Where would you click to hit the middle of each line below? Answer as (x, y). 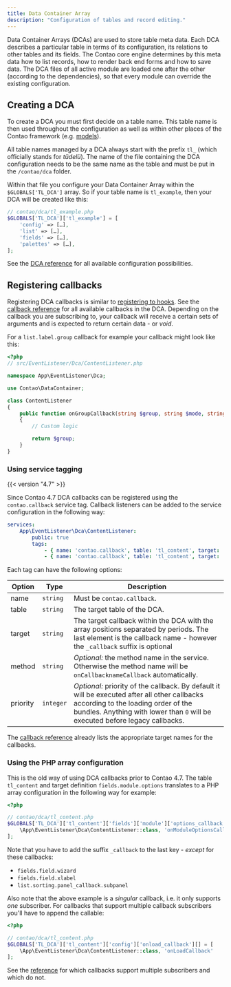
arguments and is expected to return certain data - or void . (90, 323)
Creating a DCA (41, 105)
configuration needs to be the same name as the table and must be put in (111, 164)
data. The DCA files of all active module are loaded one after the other (106, 69)
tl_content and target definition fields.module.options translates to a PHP (113, 785)
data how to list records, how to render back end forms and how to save (109, 61)
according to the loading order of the (133, 703)
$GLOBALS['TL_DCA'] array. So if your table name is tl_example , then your (109, 192)
